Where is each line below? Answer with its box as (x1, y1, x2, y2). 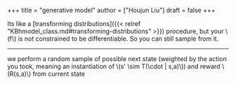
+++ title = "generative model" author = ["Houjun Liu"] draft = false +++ (7, 6, 216, 14)
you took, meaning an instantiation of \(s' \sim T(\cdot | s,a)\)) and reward (7, 63, 221, 70)
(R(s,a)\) (7, 70, 32, 78)
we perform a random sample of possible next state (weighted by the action (7, 55, 227, 63)
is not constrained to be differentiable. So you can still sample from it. (18, 34, 219, 43)
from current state (32, 70, 86, 78)
